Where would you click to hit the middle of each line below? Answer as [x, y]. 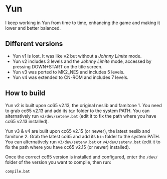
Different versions [34, 44]
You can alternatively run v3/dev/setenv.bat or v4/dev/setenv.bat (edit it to [83, 142]
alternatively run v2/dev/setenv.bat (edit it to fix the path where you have [81, 116]
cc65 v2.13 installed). [27, 121]
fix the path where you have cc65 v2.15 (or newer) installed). [68, 147]
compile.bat [18, 171]
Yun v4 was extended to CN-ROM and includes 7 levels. [70, 77]
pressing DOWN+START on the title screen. [57, 66]
